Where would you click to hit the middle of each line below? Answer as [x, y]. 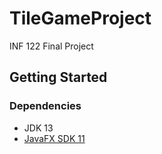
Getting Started [58, 77]
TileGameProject [80, 18]
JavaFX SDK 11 [54, 138]
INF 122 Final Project [51, 46]
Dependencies [45, 106]
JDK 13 [38, 128]
